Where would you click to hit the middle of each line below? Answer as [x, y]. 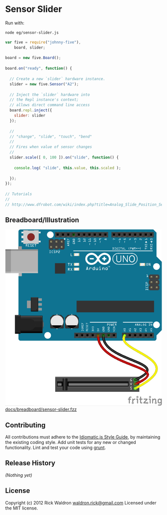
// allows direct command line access [50, 105]
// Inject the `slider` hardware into [50, 95]
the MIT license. [22, 508]
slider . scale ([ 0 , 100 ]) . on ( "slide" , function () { [64, 157]
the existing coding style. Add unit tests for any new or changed [71, 442]
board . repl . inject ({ [31, 110]
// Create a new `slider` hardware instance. [58, 79]
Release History [30, 463]
